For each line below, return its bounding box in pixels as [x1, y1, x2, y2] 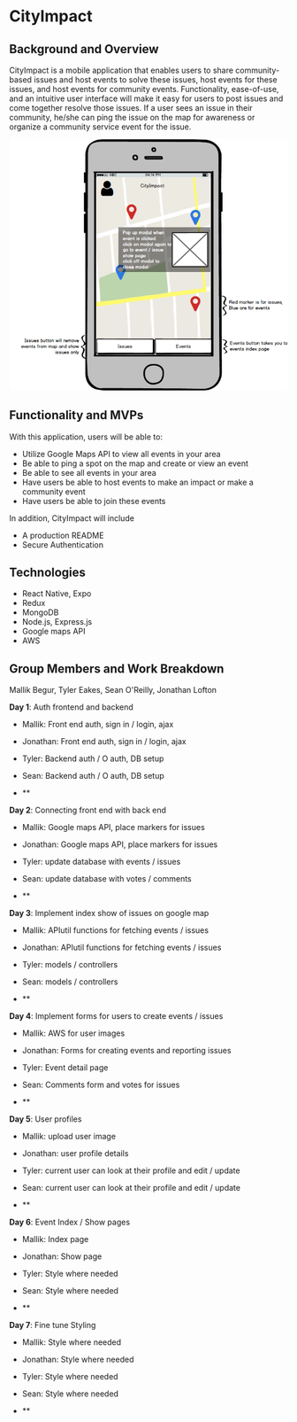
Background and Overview [9, 42, 159, 57]
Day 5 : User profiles [9, 1114, 82, 1124]
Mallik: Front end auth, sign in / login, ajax [21, 719, 174, 730]
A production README [21, 530, 104, 540]
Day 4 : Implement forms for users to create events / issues [9, 1011, 224, 1022]
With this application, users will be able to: [9, 431, 164, 442]
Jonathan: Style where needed [21, 1354, 134, 1365]
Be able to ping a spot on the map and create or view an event [21, 458, 249, 469]
